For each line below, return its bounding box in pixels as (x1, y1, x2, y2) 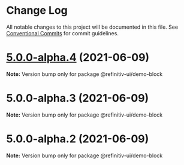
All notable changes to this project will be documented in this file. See (6, 23, 179, 30)
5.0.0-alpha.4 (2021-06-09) (6, 51, 150, 65)
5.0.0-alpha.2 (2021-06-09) (6, 132, 149, 145)
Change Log (6, 4, 68, 17)
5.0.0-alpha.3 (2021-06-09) (6, 91, 149, 105)
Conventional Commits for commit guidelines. (6, 29, 119, 36)
